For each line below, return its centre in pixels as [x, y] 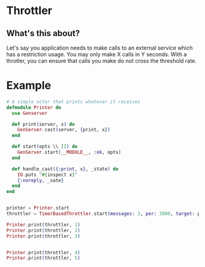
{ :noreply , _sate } [41, 180]
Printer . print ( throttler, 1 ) [43, 225]
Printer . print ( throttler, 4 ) [43, 252]
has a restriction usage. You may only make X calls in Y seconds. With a [97, 54]
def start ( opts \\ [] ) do [45, 147]
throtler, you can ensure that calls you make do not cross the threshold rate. [102, 61]
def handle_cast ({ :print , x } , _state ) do [65, 169]
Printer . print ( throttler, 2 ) [43, 230]
